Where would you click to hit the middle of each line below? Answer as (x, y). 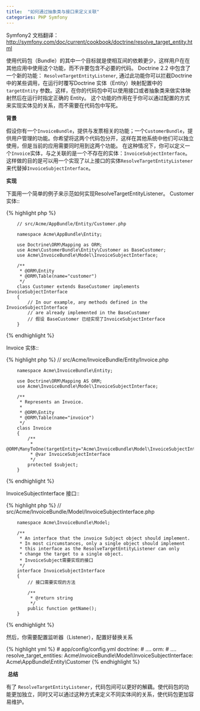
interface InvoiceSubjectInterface (61, 571)
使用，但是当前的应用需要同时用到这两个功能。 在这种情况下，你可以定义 (96, 145)
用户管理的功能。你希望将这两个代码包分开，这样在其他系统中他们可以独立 (102, 138)
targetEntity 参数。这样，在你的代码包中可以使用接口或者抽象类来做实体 (96, 90)
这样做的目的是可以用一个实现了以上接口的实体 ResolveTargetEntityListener (100, 160)
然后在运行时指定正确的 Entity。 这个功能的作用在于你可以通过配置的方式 (101, 98)
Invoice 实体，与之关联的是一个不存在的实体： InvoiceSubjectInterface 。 (101, 153)
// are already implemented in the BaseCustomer (89, 312)
